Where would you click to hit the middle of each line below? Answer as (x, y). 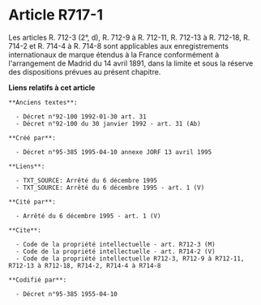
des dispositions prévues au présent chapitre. (85, 71)
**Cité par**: (32, 202)
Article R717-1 (56, 15)
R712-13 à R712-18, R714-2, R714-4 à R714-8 (85, 265)
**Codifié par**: (38, 280)
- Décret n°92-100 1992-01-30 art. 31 (81, 116)
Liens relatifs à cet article (52, 88)
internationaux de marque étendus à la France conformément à (114, 54)
